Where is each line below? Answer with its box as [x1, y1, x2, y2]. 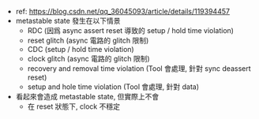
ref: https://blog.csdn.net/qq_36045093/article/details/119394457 [15, 7, 231, 16]
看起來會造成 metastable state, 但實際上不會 [15, 92, 160, 101]
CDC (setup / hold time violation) [27, 45, 134, 54]
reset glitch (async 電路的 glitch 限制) [27, 35, 149, 45]
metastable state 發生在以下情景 [15, 16, 121, 25]
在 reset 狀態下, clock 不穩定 [27, 102, 121, 111]
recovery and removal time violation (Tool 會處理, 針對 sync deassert [27, 64, 251, 73]
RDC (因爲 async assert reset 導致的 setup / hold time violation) [27, 26, 235, 35]
